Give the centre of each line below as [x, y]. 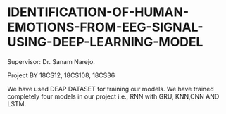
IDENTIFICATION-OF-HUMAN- [98, 12]
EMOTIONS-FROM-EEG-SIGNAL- [105, 27]
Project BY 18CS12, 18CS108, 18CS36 [61, 75]
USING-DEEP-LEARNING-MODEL [105, 42]
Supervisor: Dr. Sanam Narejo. [51, 61]
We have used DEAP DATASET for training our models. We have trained [111, 89]
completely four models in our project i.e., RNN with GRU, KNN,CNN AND [113, 96]
